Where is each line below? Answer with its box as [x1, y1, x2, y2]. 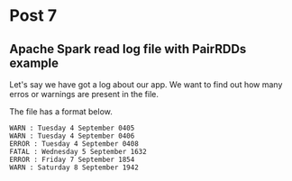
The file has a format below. [9, 106, 113, 117]
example [9, 55, 59, 70]
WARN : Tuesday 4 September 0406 [9, 131, 135, 140]
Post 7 [9, 5, 57, 26]
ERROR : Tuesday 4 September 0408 [9, 140, 140, 149]
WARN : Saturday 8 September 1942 [9, 163, 140, 172]
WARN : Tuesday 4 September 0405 [9, 123, 135, 132]
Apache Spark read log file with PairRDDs [9, 41, 247, 57]
